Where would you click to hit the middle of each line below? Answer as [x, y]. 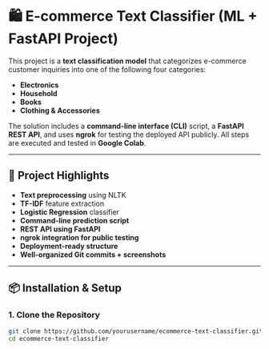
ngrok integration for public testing [79, 237]
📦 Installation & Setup [65, 289]
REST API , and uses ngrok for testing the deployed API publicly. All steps [129, 134]
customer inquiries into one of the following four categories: [107, 69]
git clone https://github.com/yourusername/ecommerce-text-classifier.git [136, 331]
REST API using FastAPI [60, 229]
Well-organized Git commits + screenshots [93, 255]
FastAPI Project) [63, 39]
